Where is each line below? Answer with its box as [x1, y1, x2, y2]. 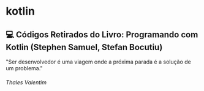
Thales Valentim [6, 78, 47, 86]
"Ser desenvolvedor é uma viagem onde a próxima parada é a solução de [6, 58, 191, 65]
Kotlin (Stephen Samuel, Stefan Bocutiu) [6, 42, 163, 53]
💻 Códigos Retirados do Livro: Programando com [6, 29, 198, 40]
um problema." [6, 65, 43, 71]
